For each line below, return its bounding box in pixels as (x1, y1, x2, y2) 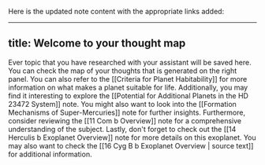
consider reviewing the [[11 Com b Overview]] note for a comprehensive (8, 115, 242, 125)
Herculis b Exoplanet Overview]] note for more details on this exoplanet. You (8, 133, 256, 142)
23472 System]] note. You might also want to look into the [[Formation (8, 99, 237, 108)
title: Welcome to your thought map (8, 37, 186, 50)
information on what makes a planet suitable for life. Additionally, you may (8, 82, 248, 92)
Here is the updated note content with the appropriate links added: (8, 7, 225, 16)
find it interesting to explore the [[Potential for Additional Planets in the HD (8, 90, 248, 101)
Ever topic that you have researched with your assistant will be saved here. (8, 57, 252, 67)
